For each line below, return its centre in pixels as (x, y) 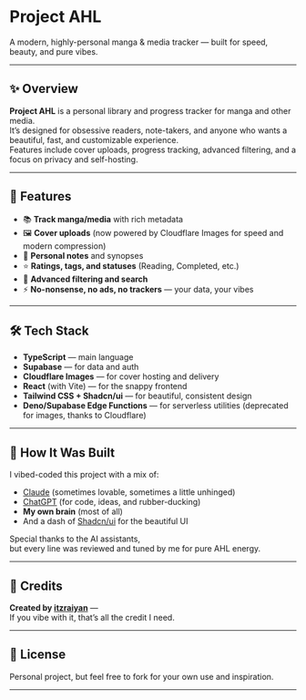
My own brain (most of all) (72, 511)
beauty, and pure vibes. (54, 51)
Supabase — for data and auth (81, 367)
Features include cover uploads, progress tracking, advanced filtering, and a (153, 149)
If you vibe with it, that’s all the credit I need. (92, 618)
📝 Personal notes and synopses (83, 255)
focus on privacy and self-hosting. (74, 159)
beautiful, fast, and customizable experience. (94, 139)
